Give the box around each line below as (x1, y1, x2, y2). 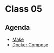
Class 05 (5, 3, 42, 15)
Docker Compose (12, 42, 49, 48)
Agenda (5, 23, 30, 32)
